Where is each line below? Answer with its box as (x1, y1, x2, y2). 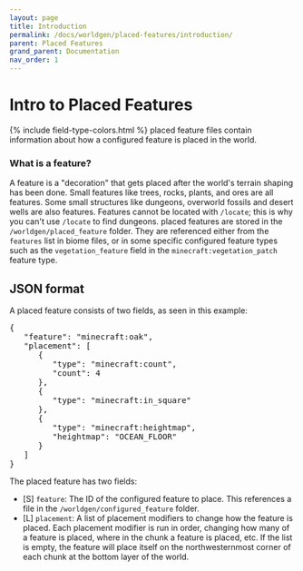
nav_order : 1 (9, 55, 59, 64)
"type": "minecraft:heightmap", (52, 423, 197, 433)
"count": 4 (52, 369, 102, 379)
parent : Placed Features (9, 38, 103, 48)
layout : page (9, 13, 59, 23)
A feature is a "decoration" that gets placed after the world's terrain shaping (9, 178, 294, 189)
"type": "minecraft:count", (52, 359, 178, 369)
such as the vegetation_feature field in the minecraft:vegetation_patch (9, 245, 279, 256)
